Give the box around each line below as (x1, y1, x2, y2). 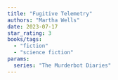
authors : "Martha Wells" (7, 17, 80, 24)
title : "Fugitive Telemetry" (7, 10, 93, 17)
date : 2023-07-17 (7, 23, 58, 30)
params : (7, 56, 30, 63)
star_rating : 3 (7, 29, 52, 37)
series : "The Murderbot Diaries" (13, 62, 112, 69)
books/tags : (7, 36, 42, 43)
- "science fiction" (13, 49, 74, 56)
